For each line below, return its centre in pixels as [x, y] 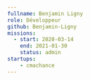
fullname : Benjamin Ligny [45, 14]
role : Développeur [34, 20]
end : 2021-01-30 [44, 46]
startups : [22, 59]
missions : [22, 33]
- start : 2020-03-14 [44, 40]
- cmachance [37, 65]
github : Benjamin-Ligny [42, 26]
